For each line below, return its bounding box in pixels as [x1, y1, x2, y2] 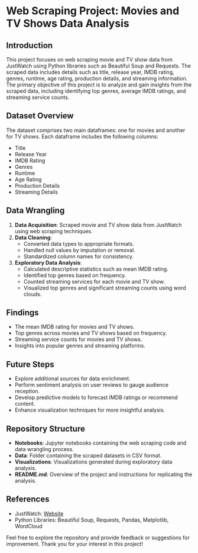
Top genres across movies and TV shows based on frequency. [14, 330, 167, 337]
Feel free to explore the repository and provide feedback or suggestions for [6, 534, 190, 541]
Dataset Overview [6, 111, 74, 121]
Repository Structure [6, 423, 86, 433]
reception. [14, 388, 40, 395]
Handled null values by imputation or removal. [23, 246, 135, 253]
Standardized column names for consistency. [23, 253, 134, 260]
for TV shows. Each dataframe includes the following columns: [6, 133, 158, 140]
